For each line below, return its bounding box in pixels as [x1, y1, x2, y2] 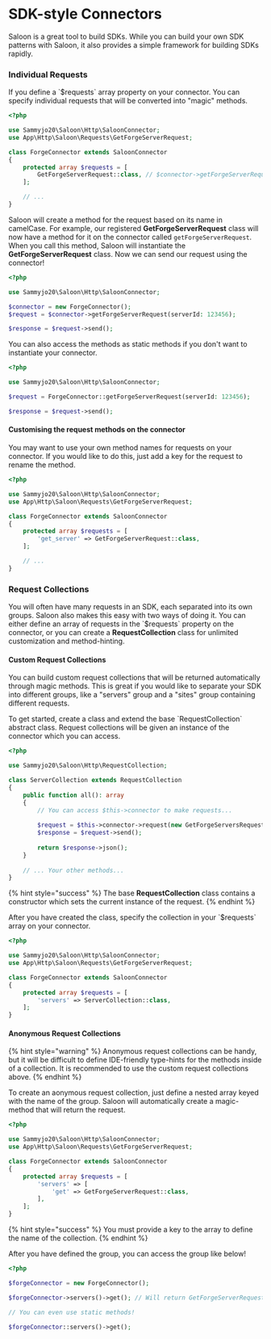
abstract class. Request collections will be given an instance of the [8, 722, 230, 732]
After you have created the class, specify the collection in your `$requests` [8, 912, 256, 922]
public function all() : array [23, 791, 125, 799]
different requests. [8, 698, 70, 708]
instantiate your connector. [8, 348, 98, 358]
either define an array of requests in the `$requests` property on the [8, 619, 234, 629]
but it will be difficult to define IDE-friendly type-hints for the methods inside [8, 1055, 262, 1065]
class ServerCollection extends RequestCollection [8, 777, 182, 785]
